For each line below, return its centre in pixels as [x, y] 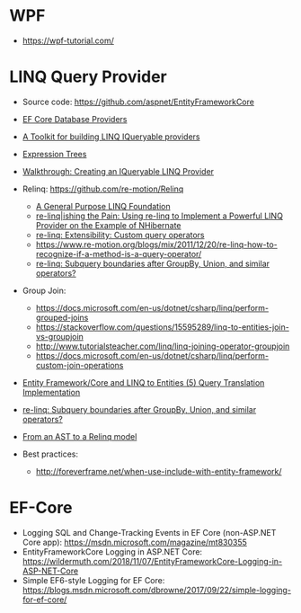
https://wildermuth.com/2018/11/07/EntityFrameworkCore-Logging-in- [152, 561]
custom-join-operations [80, 365]
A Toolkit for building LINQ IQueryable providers [111, 137]
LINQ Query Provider [89, 77]
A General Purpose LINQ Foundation [103, 206]
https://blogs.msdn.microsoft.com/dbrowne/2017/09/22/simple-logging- [157, 590]
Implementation [51, 392]
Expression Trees [54, 154]
